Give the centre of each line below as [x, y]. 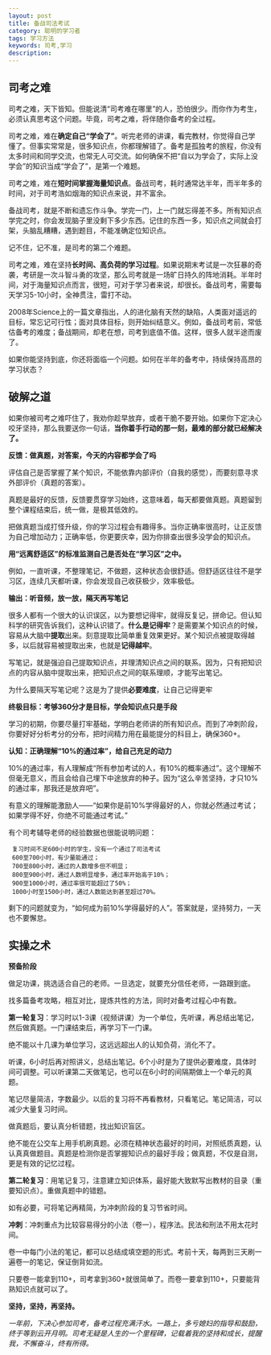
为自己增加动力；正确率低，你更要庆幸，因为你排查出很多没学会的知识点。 [131, 537]
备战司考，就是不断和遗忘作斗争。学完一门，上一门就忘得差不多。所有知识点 [135, 210]
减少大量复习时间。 [40, 1109]
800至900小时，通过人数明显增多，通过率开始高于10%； [91, 875]
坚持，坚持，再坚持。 [43, 1306]
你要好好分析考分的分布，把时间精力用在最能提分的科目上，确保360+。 [127, 734]
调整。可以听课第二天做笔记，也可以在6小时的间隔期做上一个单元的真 [137, 1072]
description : [30, 53]
